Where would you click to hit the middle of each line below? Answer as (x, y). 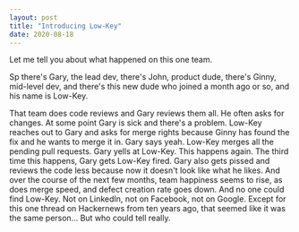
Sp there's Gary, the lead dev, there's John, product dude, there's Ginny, (143, 77)
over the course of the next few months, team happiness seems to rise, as (146, 180)
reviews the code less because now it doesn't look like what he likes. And (145, 170)
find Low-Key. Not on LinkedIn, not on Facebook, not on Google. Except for (148, 199)
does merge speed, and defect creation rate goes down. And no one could (147, 190)
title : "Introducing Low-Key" (66, 26)
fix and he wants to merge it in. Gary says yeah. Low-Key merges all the (142, 142)
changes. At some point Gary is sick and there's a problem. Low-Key (136, 123)
